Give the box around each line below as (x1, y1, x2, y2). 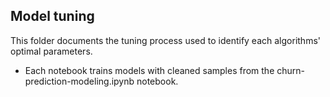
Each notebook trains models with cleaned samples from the (24, 64, 275, 76)
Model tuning (10, 8, 95, 25)
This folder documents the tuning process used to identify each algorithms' (10, 34, 321, 46)
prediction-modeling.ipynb (24, 75, 135, 87)
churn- (276, 64, 305, 76)
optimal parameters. (10, 45, 93, 57)
